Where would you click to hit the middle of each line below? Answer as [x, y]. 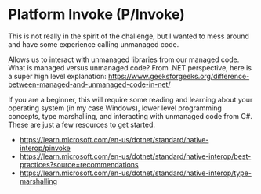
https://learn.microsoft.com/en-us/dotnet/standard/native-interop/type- [136, 173]
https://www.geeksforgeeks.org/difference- [179, 76]
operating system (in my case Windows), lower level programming [115, 108]
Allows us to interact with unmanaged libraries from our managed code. [124, 59]
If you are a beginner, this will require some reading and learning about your [130, 99]
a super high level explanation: [58, 76]
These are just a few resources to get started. [82, 124]
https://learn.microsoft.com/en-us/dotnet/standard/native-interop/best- [135, 156]
